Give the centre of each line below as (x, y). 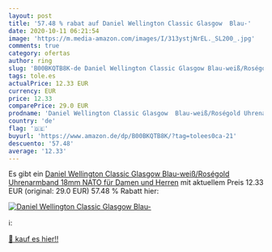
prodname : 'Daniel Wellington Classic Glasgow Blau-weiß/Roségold (125, 114)
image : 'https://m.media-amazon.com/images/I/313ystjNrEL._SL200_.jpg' (132, 38)
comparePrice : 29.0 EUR (49, 106)
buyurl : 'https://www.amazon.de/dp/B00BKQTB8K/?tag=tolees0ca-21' (123, 136)
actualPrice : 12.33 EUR (49, 83)
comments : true (34, 46)
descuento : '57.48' (41, 143)
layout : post (30, 16)
